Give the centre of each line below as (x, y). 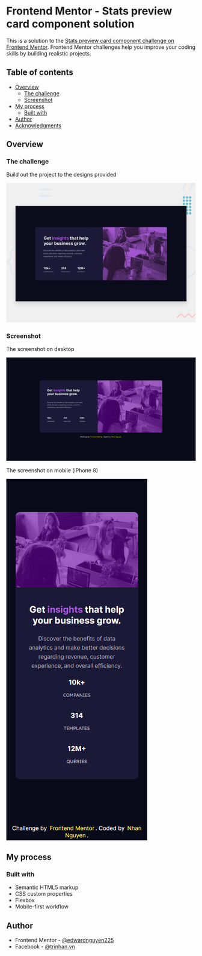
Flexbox (25, 901)
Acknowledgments (38, 125)
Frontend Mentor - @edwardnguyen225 (64, 940)
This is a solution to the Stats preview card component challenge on (90, 40)
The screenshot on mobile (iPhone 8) (52, 470)
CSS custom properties (44, 894)
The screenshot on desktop (40, 349)
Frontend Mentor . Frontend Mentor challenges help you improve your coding (101, 47)
